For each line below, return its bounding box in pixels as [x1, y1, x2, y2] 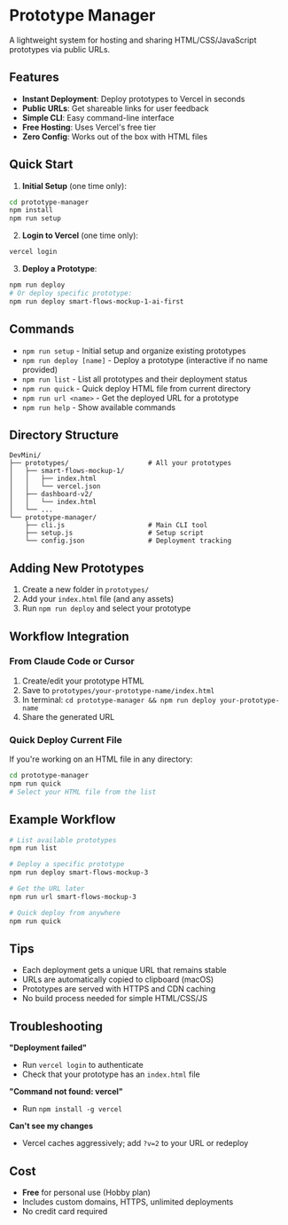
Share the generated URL [21, 711, 115, 722]
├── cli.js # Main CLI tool [25, 521, 208, 530]
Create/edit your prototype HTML [21, 676, 144, 686]
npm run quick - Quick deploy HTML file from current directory [21, 383, 251, 393]
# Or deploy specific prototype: [9, 288, 133, 297]
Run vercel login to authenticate [21, 1060, 144, 1071]
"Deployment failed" [9, 1042, 87, 1053]
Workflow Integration [9, 628, 130, 644]
